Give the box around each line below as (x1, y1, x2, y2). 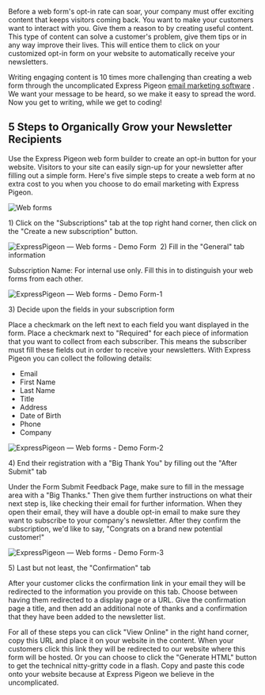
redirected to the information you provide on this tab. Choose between (8, 587, 238, 596)
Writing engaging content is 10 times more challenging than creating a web (8, 73, 252, 81)
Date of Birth (19, 410, 62, 420)
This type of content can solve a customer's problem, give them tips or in (8, 32, 248, 41)
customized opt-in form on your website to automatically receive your (8, 49, 236, 58)
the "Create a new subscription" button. (8, 226, 138, 236)
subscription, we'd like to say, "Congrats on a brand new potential (8, 523, 223, 533)
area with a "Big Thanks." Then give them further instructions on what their (8, 490, 253, 500)
